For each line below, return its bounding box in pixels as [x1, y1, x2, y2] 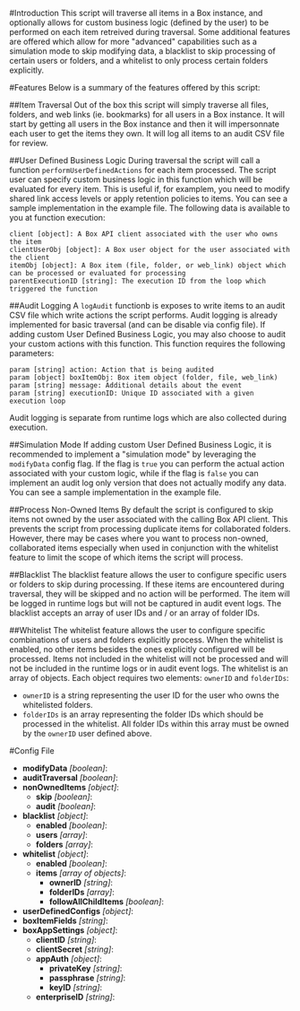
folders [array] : [35, 839, 94, 850]
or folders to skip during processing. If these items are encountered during [9, 579, 285, 589]
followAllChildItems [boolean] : [48, 896, 164, 907]
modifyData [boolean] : [21, 763, 108, 773]
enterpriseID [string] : [35, 991, 116, 1002]
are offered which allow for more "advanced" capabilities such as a [9, 36, 258, 47]
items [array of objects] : [35, 867, 127, 878]
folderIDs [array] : [48, 887, 115, 897]
